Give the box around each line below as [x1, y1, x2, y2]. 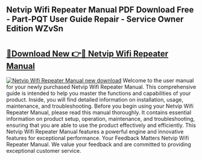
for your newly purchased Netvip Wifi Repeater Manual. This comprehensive [6, 84, 197, 90]
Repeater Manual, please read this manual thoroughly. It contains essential [6, 109, 192, 116]
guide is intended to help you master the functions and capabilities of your [6, 90, 191, 97]
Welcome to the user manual [122, 77, 194, 84]
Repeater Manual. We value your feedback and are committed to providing [6, 141, 191, 148]
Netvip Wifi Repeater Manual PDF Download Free [6, 5, 194, 15]
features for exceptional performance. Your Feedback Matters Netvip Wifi [6, 135, 189, 141]
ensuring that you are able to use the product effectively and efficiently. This [6, 122, 196, 129]
